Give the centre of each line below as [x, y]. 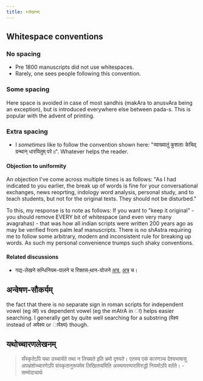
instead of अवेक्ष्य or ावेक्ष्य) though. [48, 325]
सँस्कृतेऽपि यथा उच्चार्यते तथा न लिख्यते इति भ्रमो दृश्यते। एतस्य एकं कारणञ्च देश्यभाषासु [104, 358]
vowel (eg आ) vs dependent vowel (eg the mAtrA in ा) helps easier [90, 311]
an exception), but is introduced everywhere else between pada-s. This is [98, 109]
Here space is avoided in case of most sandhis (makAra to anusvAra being [99, 103]
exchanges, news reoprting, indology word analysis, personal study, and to [100, 192]
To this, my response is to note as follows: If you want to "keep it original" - [100, 211]
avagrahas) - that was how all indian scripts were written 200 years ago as [100, 223]
